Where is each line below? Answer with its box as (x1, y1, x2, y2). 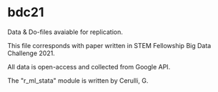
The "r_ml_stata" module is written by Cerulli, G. (7, 76, 149, 85)
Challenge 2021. (7, 49, 55, 57)
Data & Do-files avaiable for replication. (7, 28, 123, 36)
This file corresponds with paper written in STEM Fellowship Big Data (7, 41, 212, 50)
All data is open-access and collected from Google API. (7, 62, 171, 71)
